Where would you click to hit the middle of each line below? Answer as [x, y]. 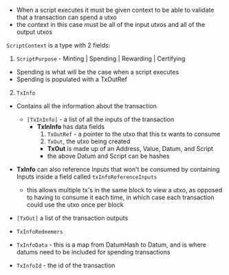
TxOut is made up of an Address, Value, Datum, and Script [130, 149]
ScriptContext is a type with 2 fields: [58, 45]
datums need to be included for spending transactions [93, 252]
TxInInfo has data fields [70, 126]
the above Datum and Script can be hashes [108, 156]
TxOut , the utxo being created [89, 141]
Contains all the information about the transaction [87, 106]
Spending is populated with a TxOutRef [72, 79]
